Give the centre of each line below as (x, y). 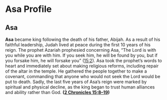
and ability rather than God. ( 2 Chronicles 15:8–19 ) (57, 92)
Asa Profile (28, 9)
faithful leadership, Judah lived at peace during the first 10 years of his (78, 45)
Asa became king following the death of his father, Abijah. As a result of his (83, 39)
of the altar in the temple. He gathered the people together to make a (76, 71)
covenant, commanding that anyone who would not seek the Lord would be (83, 76)
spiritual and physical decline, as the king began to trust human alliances (80, 87)
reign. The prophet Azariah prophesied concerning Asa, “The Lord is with (81, 50)
